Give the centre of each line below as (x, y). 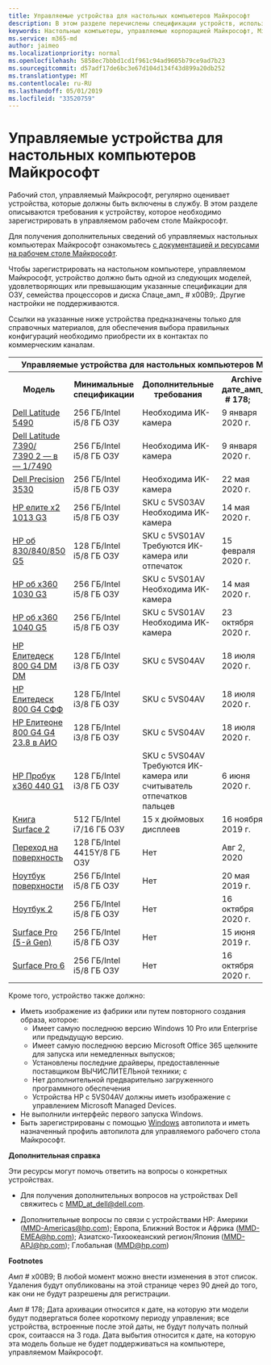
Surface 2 (31, 830)
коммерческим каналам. (52, 345)
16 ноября (242, 819)
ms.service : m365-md (43, 38)
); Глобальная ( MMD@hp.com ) (117, 1246)
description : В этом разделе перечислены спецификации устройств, (122, 23)
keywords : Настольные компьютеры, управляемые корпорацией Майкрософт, (131, 31)
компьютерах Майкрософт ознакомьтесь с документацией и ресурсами (134, 245)
